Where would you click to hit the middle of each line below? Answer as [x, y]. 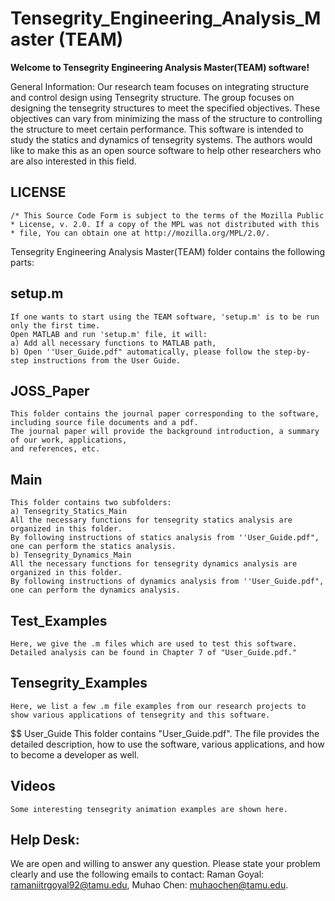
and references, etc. [55, 449]
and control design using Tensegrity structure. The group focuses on [152, 97]
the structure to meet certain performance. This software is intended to [157, 129]
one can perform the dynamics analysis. [96, 590]
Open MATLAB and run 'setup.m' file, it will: [109, 334]
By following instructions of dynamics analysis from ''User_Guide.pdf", [167, 582]
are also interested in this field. [73, 161]
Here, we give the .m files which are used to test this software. [154, 644]
